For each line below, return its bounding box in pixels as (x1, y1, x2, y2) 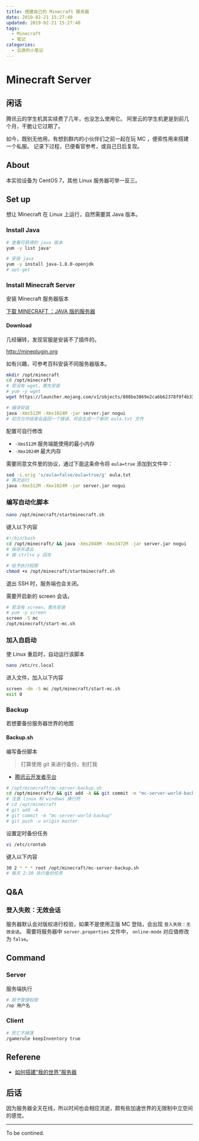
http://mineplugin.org (6, 347, 58, 355)
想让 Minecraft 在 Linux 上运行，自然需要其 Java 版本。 (6, 211, 141, 218)
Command (6, 953, 46, 963)
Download (6, 322, 32, 329)
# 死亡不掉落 (6, 1030, 34, 1036)
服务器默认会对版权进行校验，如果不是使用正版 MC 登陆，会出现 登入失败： (6, 920, 187, 927)
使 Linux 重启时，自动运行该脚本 (6, 651, 85, 658)
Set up (6, 194, 31, 204)
